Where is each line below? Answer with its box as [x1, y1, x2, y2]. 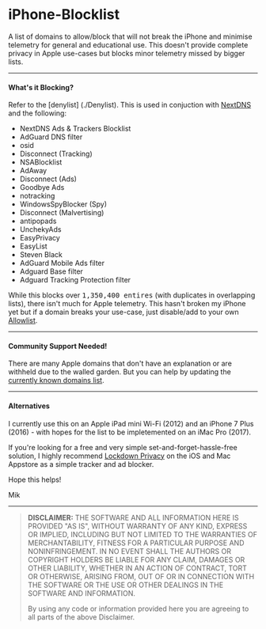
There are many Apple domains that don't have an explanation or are [8, 358, 232, 369]
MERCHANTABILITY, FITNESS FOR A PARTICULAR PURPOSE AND [27, 538, 245, 548]
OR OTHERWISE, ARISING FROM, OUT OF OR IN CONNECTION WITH [27, 571, 255, 581]
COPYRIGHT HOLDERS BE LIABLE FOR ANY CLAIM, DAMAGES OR [27, 555, 245, 564]
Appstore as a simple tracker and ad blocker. [8, 459, 154, 468]
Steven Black [19, 250, 63, 260]
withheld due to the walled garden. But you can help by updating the [8, 367, 231, 377]
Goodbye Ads [19, 183, 65, 192]
